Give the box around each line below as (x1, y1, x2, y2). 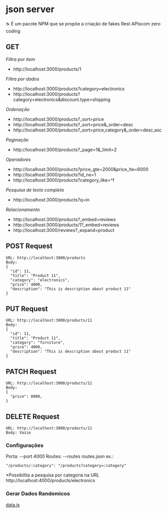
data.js (6, 501, 20, 508)
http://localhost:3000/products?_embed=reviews (13, 216, 116, 222)
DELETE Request (6, 412, 60, 421)
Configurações (6, 441, 44, 449)
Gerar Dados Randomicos (6, 490, 71, 497)
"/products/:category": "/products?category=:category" (6, 463, 126, 468)
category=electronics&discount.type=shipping (13, 96, 111, 102)
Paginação (6, 136, 29, 143)
